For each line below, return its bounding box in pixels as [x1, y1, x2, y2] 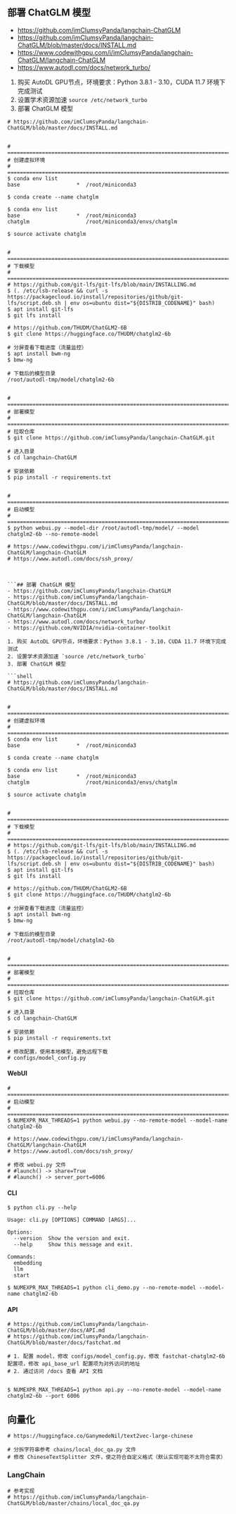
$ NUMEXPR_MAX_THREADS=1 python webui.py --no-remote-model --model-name [7, 1117, 228, 1125]
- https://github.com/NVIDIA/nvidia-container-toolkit [7, 624, 171, 632]
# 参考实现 [7, 1487, 35, 1494]
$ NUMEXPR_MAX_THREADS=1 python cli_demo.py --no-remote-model [7, 1284, 197, 1291]
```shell [7, 672, 33, 680]
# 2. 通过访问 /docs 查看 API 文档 [7, 1368, 103, 1375]
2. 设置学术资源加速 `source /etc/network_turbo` [7, 653, 147, 660]
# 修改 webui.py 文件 [7, 1161, 67, 1169]
